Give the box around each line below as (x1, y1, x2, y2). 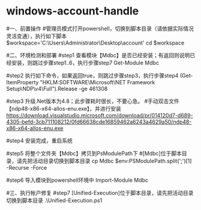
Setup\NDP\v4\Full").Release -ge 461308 (6, 85, 108, 92)
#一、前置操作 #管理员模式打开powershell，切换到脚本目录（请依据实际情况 (6, 25, 194, 32)
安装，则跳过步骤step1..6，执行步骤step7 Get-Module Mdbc (11, 59, 160, 66)
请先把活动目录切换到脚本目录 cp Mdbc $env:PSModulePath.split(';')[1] (16, 157, 192, 164)
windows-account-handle (6, 4, 139, 18)
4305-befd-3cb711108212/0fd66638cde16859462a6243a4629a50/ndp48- (6, 118, 192, 125)
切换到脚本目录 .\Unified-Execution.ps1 (6, 197, 103, 204)
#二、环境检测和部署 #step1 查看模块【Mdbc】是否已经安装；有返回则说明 (6, 51, 190, 58)
